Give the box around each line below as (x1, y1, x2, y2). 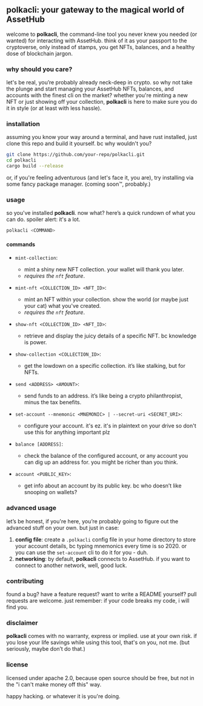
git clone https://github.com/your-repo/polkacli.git (6, 152, 145, 158)
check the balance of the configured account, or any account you (24, 452, 188, 460)
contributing (6, 577, 44, 585)
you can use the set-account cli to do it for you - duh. (15, 549, 148, 556)
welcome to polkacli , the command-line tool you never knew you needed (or (6, 30, 198, 38)
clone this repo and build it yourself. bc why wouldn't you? (6, 140, 152, 148)
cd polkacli (6, 157, 36, 163)
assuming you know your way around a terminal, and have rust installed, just (6, 134, 198, 141)
